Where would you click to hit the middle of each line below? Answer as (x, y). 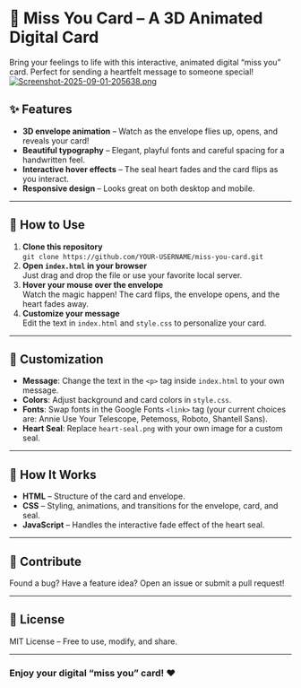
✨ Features (41, 110)
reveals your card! (56, 140)
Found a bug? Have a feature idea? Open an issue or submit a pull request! (147, 583)
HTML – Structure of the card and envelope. (103, 496)
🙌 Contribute (46, 561)
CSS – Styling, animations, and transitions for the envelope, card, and (150, 506)
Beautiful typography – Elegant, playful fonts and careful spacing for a (153, 150)
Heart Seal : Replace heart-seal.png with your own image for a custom (152, 429)
